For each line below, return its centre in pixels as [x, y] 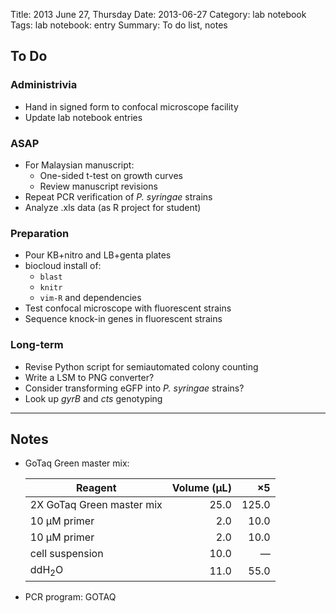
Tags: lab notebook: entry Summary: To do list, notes [119, 25]
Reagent [96, 488]
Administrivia [44, 85]
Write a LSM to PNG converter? [89, 377]
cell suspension [66, 554]
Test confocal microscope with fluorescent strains [128, 308]
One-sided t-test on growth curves [111, 175]
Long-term [37, 345]
